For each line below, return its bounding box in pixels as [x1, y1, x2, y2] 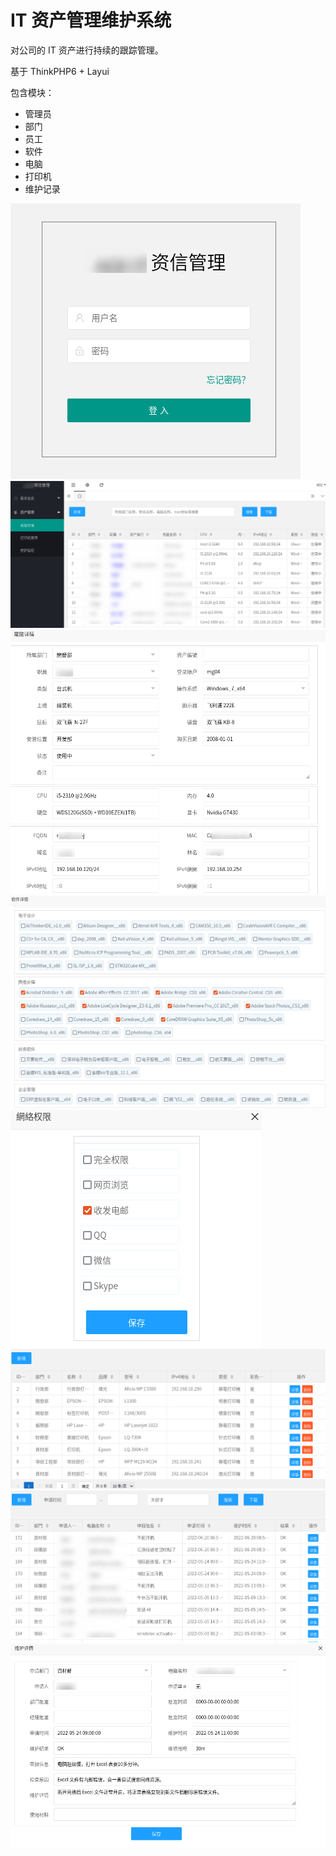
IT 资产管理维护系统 [10, 9, 172, 32]
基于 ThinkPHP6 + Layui [10, 65, 110, 77]
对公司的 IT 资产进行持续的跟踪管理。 [10, 44, 164, 56]
